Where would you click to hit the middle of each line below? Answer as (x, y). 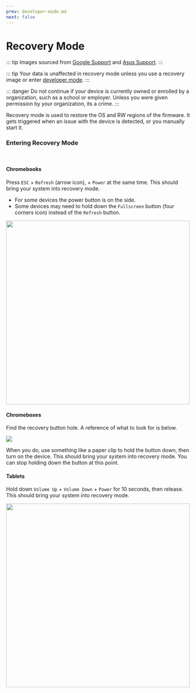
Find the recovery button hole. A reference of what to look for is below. (92, 428)
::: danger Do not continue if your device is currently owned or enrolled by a (98, 91)
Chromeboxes (24, 414)
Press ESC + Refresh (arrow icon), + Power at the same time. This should (92, 182)
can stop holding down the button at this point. (62, 463)
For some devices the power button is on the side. (75, 200)
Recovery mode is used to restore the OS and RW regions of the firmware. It (98, 115)
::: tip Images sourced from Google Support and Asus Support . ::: (85, 62)
